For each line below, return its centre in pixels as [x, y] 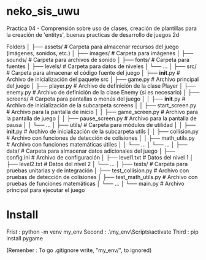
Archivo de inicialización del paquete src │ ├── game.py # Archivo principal [103, 79]
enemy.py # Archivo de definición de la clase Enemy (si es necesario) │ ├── [103, 92]
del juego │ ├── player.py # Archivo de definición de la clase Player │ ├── [101, 86]
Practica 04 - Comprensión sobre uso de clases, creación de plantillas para [102, 28]
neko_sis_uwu [43, 11]
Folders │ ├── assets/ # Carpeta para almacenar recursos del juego [93, 47]
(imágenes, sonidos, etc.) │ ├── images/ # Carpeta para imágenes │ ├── [100, 53]
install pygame [25, 238]
